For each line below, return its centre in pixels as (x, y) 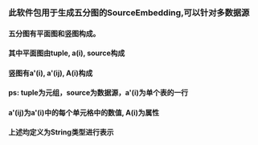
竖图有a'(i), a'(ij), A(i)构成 (51, 73)
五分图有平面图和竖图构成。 (54, 33)
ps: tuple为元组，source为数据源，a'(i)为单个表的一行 (98, 93)
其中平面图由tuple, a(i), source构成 (67, 53)
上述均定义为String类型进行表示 (61, 132)
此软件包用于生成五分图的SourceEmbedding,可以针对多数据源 (129, 12)
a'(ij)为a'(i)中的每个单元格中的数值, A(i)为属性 (84, 112)
